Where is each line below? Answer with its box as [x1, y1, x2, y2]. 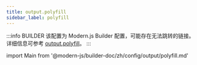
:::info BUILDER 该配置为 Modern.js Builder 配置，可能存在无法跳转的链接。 [6, 32, 195, 39]
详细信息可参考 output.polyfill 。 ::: [6, 39, 91, 47]
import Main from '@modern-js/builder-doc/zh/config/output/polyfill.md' [6, 52, 188, 59]
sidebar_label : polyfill [6, 15, 69, 21]
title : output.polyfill [6, 9, 67, 15]
